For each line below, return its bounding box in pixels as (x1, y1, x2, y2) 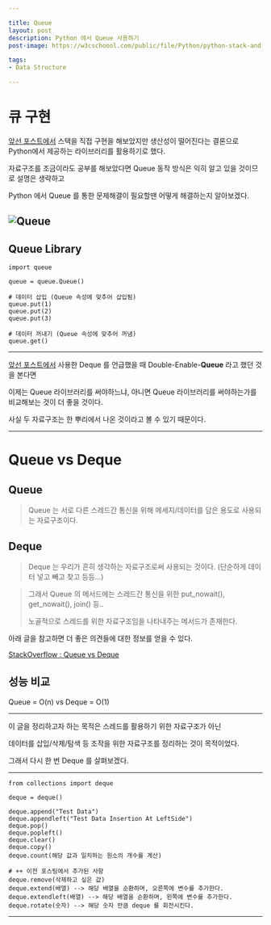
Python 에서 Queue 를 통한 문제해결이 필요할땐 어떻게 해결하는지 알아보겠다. (8, 191, 250, 200)
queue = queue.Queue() (8, 278, 85, 286)
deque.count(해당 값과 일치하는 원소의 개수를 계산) (8, 851, 162, 860)
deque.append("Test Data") (8, 807, 99, 816)
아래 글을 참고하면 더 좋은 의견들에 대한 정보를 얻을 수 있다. (8, 633, 194, 643)
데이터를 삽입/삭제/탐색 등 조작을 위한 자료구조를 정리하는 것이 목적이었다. (8, 738, 240, 748)
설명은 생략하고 (16, 173, 65, 183)
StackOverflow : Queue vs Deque (8, 650, 119, 659)
